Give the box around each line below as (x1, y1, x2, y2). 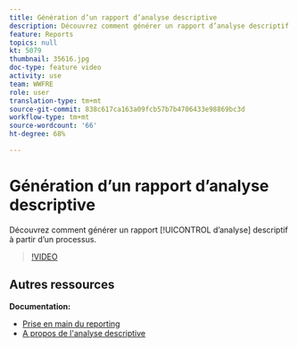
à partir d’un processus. (9, 233, 96, 244)
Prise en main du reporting (21, 318, 120, 329)
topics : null (9, 38, 58, 47)
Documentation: (9, 300, 71, 311)
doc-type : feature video (9, 63, 102, 72)
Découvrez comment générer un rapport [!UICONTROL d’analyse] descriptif (9, 224, 288, 235)
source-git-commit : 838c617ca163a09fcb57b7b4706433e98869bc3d (9, 105, 245, 114)
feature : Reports (9, 30, 74, 38)
